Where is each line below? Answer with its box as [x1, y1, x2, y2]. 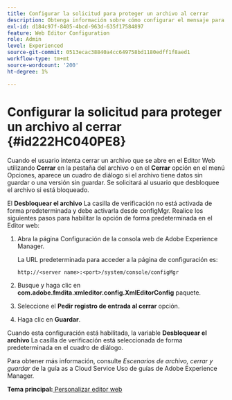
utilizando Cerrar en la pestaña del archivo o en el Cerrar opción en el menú [7, 164, 225, 172]
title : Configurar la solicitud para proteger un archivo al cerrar [7, 10, 209, 17]
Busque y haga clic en [17, 281, 81, 290]
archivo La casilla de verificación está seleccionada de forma [7, 336, 183, 345]
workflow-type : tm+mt [7, 55, 70, 62]
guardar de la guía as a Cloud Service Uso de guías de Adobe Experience [7, 365, 218, 373]
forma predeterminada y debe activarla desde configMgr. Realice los [7, 207, 204, 215]
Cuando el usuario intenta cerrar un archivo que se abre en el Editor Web [7, 157, 216, 165]
